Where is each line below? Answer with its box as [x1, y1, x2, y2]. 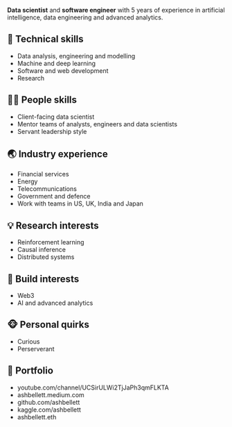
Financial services [17, 170, 69, 178]
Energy [17, 177, 38, 186]
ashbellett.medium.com [17, 390, 84, 399]
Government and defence [17, 192, 91, 201]
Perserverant [17, 344, 55, 353]
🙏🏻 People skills [7, 94, 78, 106]
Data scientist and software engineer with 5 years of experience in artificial [7, 6, 225, 14]
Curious [17, 337, 40, 346]
